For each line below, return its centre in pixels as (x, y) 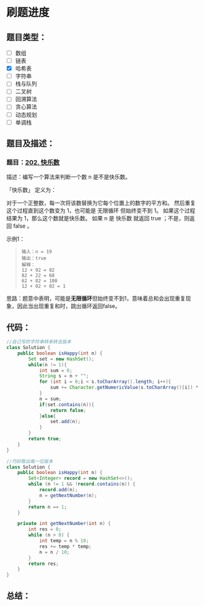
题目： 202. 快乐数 (33, 162)
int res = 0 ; (45, 529)
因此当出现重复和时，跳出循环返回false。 (69, 306)
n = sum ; (50, 399)
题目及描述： (31, 144)
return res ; (44, 564)
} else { (47, 416)
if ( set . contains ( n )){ (67, 405)
